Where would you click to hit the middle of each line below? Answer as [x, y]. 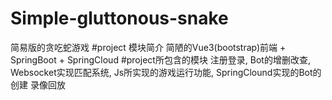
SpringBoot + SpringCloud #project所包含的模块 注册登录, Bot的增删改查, [160, 59]
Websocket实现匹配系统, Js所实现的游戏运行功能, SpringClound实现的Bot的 [166, 72]
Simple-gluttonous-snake [119, 18]
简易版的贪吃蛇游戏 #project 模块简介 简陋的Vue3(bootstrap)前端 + [148, 47]
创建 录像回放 [38, 84]
